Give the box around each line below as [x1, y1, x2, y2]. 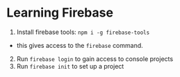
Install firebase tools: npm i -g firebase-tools [16, 28, 150, 36]
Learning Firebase [6, 5, 114, 21]
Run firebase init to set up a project [16, 62, 124, 70]
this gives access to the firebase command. [16, 41, 143, 49]
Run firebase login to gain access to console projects [16, 54, 174, 63]
